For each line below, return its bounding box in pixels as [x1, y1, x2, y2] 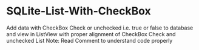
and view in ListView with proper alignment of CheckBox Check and [6, 30, 176, 37]
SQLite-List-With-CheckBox [6, 4, 152, 18]
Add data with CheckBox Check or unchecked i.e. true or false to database [6, 24, 194, 31]
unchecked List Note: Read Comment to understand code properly [6, 37, 173, 44]
